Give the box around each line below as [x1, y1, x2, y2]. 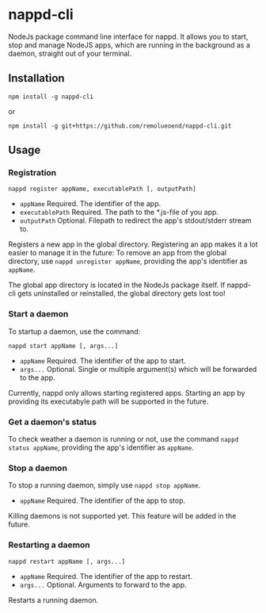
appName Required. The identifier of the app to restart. [19, 571, 192, 580]
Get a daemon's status [8, 416, 97, 427]
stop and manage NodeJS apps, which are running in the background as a [8, 40, 251, 49]
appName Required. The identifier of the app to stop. [19, 496, 186, 505]
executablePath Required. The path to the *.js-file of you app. [19, 208, 219, 217]
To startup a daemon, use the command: [8, 327, 141, 336]
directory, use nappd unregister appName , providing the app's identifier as [8, 256, 248, 266]
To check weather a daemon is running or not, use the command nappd [8, 435, 239, 444]
